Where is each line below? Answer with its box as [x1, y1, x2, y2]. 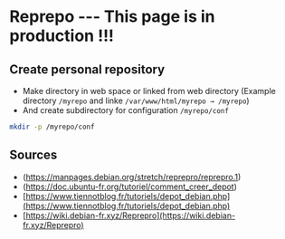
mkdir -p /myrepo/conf [9, 122, 95, 131]
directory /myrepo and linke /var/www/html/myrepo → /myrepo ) [22, 95, 251, 106]
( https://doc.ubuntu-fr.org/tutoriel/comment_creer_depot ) [22, 181, 238, 192]
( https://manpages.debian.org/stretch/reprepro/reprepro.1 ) [22, 171, 242, 182]
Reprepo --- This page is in [9, 6, 215, 27]
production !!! [9, 25, 115, 46]
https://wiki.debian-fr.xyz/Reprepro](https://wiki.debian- [25, 210, 236, 221]
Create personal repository [9, 62, 166, 77]
